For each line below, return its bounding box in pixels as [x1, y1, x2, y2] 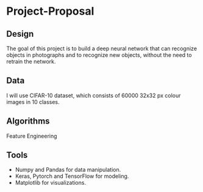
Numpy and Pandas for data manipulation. [15, 166, 121, 174]
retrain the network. [6, 58, 56, 65]
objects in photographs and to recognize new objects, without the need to [6, 51, 192, 59]
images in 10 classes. [6, 98, 60, 105]
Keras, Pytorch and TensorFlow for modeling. [15, 172, 129, 180]
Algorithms [6, 116, 50, 127]
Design [6, 29, 34, 39]
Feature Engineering [6, 132, 57, 139]
